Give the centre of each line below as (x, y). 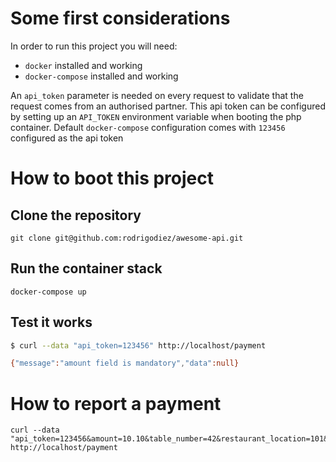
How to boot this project (112, 178)
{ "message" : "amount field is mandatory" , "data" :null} (125, 363)
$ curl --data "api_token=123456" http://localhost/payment (138, 345)
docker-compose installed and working (101, 76)
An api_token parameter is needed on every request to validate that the (157, 95)
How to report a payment (116, 403)
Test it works (51, 322)
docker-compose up (48, 292)
